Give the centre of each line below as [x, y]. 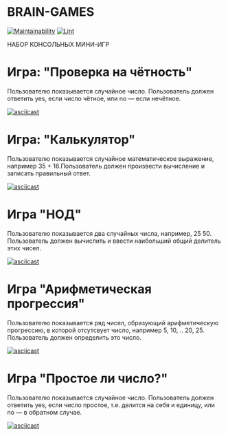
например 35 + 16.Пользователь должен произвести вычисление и [106, 166]
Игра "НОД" [44, 215]
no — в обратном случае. [45, 412]
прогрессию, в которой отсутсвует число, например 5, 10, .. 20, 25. [106, 330]
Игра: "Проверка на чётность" [100, 72]
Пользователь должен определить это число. [75, 337]
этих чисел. [24, 248]
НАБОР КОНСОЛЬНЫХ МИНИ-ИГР [58, 44]
